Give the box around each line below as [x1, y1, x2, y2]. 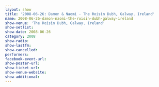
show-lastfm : [5, 43, 32, 48]
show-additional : [5, 74, 40, 79]
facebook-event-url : [5, 57, 47, 61]
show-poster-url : [5, 61, 40, 66]
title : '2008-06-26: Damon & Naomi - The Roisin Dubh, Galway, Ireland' [5, 12, 155, 16]
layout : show [5, 7, 32, 12]
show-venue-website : [5, 70, 47, 75]
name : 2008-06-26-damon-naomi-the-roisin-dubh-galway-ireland [5, 16, 133, 21]
